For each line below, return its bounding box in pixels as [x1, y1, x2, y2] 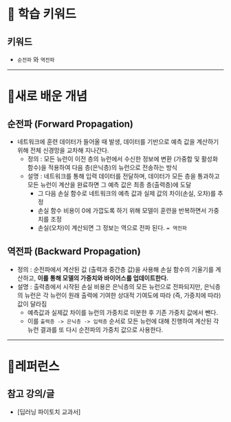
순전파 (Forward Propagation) [7, 118, 134, 129]
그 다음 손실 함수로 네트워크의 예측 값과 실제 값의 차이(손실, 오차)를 [37, 189, 217, 197]
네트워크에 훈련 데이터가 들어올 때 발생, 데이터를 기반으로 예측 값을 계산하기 [16, 138, 219, 145]
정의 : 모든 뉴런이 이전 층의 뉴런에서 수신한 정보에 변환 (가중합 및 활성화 [27, 155, 219, 162]
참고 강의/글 [7, 388, 55, 400]
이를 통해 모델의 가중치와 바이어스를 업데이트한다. [37, 273, 169, 282]
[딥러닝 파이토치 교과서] [16, 408, 81, 416]
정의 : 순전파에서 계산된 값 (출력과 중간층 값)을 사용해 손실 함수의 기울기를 [16, 265, 214, 273]
